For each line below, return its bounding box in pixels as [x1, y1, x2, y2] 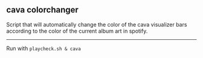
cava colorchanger [6, 5, 79, 15]
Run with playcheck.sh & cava [6, 45, 82, 52]
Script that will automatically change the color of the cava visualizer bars [6, 21, 187, 28]
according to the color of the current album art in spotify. [6, 27, 148, 34]
